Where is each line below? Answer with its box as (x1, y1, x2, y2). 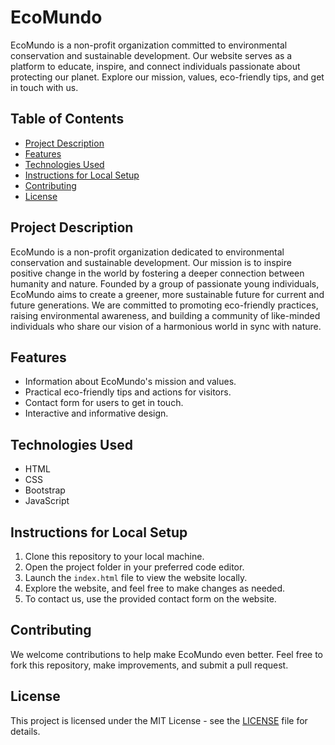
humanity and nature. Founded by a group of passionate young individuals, (10, 277, 320, 290)
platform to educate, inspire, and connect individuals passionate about (10, 60, 301, 72)
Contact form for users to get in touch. (24, 397, 184, 409)
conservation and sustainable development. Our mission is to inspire (10, 256, 292, 268)
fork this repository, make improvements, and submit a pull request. (10, 659, 289, 671)
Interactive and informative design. (24, 407, 169, 420)
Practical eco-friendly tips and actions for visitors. (24, 386, 232, 398)
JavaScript (24, 495, 70, 507)
